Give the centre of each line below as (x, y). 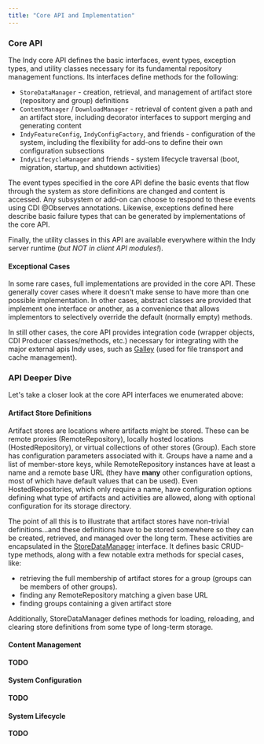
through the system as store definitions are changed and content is (117, 191)
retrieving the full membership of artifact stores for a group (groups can (136, 578)
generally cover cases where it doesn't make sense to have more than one (129, 292)
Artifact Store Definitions (50, 413)
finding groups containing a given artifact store (95, 603)
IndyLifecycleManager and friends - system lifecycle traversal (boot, (129, 159)
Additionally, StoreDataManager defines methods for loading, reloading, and (131, 618)
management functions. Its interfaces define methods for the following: (123, 76)
